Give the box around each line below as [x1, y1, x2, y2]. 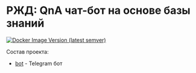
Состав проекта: [6, 48, 49, 55]
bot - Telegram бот [14, 60, 63, 67]
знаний [6, 16, 45, 30]
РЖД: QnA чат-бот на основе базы [6, 4, 191, 17]
